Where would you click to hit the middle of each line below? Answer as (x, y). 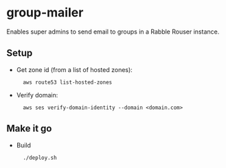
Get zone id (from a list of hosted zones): (75, 69)
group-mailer (45, 13)
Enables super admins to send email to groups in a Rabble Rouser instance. (113, 32)
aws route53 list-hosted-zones (68, 82)
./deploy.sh (40, 158)
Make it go (29, 129)
